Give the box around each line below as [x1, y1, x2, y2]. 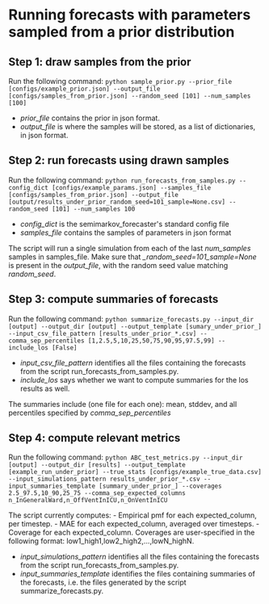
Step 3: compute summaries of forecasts [8, 292, 219, 306]
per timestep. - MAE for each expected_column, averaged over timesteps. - [8, 519, 260, 529]
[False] [51, 343, 78, 352]
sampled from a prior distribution [8, 23, 235, 41]
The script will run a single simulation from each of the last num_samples [8, 243, 251, 253]
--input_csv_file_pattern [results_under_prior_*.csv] [8, 329, 197, 338]
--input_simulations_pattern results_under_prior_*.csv [8, 475, 200, 484]
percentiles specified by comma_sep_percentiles [8, 408, 171, 417]
